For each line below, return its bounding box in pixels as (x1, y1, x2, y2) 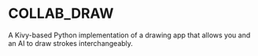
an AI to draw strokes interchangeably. (8, 38, 134, 47)
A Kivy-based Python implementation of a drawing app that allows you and (8, 30, 251, 40)
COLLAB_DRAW (8, 5, 114, 23)
